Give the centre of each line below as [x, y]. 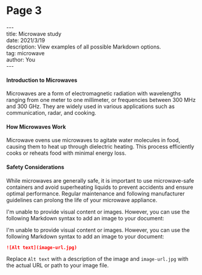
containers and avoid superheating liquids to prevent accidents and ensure [100, 187]
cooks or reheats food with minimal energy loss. [66, 153]
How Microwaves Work [36, 127]
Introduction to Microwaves [42, 80]
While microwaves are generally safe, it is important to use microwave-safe [100, 180]
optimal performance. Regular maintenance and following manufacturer [96, 193]
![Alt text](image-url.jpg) [42, 247]
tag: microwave [25, 53]
